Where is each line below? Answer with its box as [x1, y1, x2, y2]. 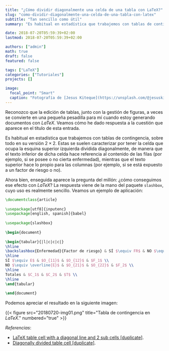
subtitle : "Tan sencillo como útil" [5, 17, 82, 22]
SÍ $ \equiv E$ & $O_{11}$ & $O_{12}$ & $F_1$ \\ [5, 258, 109, 263]
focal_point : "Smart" [10, 91, 55, 96]
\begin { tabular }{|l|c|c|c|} [5, 239, 64, 244]
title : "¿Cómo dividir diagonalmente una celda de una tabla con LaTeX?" [5, 7, 163, 13]
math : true [5, 49, 28, 54]
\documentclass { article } [5, 197, 57, 202]
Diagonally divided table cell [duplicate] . [12, 340, 96, 346]
